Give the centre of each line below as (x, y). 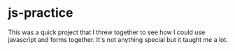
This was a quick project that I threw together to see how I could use (107, 32)
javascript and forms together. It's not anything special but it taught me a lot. (118, 39)
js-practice (41, 13)
